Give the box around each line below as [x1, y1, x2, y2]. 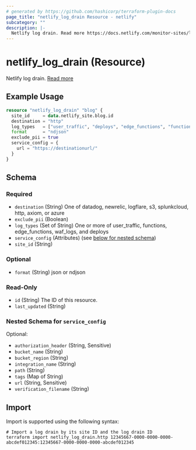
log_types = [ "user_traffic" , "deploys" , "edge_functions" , [11, 123, 166, 129]
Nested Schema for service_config [6, 317, 106, 325]
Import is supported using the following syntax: [6, 418, 120, 425]
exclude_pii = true [11, 135, 59, 140]
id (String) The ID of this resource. [14, 296, 98, 303]
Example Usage [6, 92, 64, 102]
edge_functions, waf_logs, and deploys [14, 228, 109, 235]
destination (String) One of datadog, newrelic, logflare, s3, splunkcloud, [14, 203, 189, 211]
